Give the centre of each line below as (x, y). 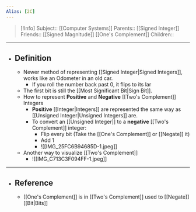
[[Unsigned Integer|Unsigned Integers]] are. (85, 116)
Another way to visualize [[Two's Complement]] (80, 153)
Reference (34, 183)
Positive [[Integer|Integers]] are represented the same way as (106, 109)
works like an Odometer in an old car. (68, 78)
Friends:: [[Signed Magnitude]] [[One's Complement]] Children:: (97, 34)
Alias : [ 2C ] (20, 11)
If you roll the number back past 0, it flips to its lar (92, 85)
